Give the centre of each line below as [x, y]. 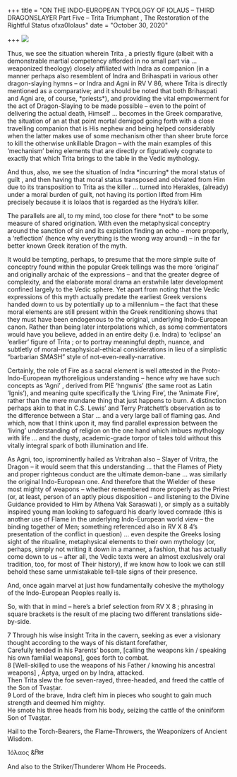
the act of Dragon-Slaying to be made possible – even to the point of [107, 106]
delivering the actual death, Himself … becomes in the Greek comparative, [115, 113]
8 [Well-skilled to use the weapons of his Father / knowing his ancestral [111, 665]
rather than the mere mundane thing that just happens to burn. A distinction [117, 400]
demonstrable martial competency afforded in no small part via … [102, 61]
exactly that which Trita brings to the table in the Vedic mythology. [103, 158]
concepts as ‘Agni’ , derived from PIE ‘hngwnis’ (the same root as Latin [110, 385]
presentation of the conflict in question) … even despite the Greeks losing [114, 534]
